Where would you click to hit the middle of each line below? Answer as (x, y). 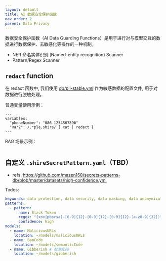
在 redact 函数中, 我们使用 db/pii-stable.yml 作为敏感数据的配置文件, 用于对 (82, 88)
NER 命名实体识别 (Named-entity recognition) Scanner (68, 55)
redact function (29, 76)
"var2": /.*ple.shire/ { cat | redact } (52, 127)
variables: (16, 119)
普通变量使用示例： (25, 105)
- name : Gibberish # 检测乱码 (39, 249)
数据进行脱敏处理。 (25, 95)
